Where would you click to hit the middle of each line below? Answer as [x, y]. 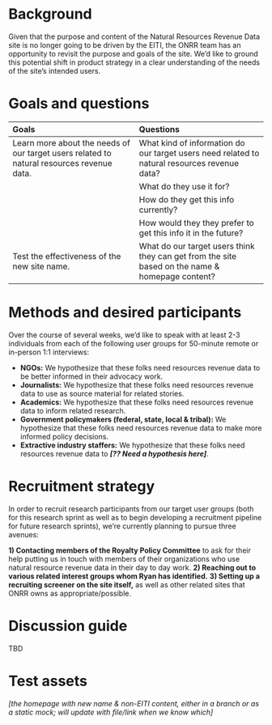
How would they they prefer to [197, 223]
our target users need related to [199, 153]
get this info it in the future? [191, 233]
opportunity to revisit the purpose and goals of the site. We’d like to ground [134, 53]
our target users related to [62, 153]
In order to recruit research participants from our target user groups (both [131, 509]
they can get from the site [188, 256]
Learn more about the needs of [72, 142]
